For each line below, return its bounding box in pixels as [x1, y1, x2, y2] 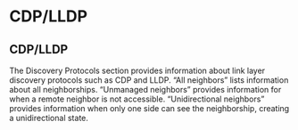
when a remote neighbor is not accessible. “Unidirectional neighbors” [9, 93, 265, 104]
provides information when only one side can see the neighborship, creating [9, 103, 290, 113]
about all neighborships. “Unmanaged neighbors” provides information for [9, 85, 282, 94]
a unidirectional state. [9, 113, 89, 123]
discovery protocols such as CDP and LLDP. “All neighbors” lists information [9, 75, 289, 85]
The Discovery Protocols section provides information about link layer [9, 65, 266, 76]
